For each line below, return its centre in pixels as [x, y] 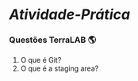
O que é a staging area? [59, 68]
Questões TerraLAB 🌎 [53, 40]
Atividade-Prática [69, 15]
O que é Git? [41, 60]
